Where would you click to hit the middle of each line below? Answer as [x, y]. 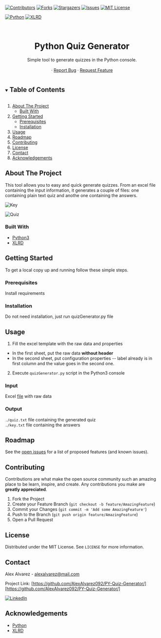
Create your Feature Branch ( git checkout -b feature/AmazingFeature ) [84, 504]
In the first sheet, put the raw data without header [63, 353]
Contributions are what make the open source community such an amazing [80, 479]
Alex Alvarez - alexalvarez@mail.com [42, 574]
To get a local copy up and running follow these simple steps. [67, 270]
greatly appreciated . [26, 489]
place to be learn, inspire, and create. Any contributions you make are [75, 484]
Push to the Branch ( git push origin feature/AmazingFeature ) [75, 515]
